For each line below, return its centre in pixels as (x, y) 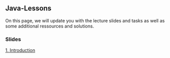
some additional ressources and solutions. (50, 26)
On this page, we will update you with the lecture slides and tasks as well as (85, 20)
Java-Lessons (29, 8)
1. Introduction (20, 50)
